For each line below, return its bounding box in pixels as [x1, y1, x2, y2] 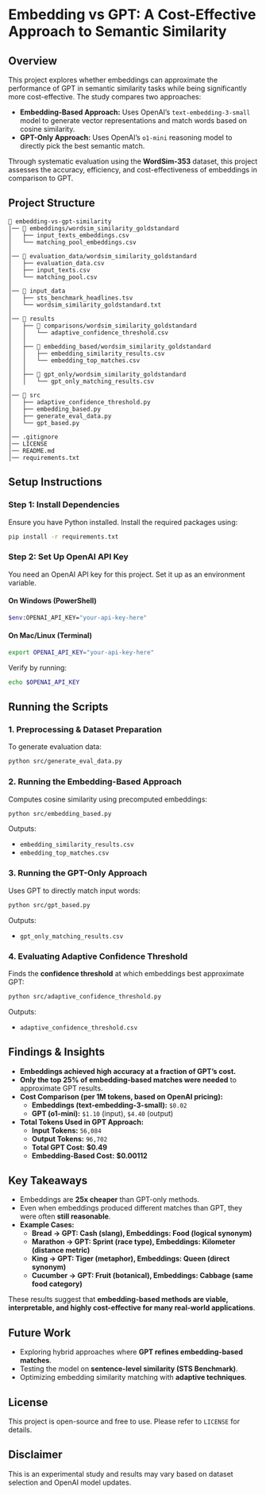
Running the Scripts [8, 701, 109, 714]
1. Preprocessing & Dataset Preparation [8, 724, 163, 736]
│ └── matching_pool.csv [8, 272, 98, 281]
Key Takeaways [8, 1173, 88, 1187]
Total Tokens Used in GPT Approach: [19, 1117, 145, 1126]
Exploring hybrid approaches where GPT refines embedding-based [19, 1347, 244, 1357]
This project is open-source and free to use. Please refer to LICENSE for [8, 1416, 241, 1427]
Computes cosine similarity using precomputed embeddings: [8, 794, 208, 804]
